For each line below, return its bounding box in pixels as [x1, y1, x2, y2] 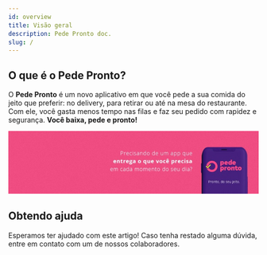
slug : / [8, 38, 34, 46]
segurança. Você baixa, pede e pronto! [8, 116, 137, 125]
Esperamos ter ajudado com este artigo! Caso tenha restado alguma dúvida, [8, 230, 257, 240]
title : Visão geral [8, 21, 73, 29]
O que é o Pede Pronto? [8, 69, 126, 82]
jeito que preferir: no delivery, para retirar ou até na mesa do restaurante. [8, 98, 248, 108]
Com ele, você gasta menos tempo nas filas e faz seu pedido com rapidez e [8, 107, 257, 116]
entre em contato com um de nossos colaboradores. [8, 239, 180, 249]
